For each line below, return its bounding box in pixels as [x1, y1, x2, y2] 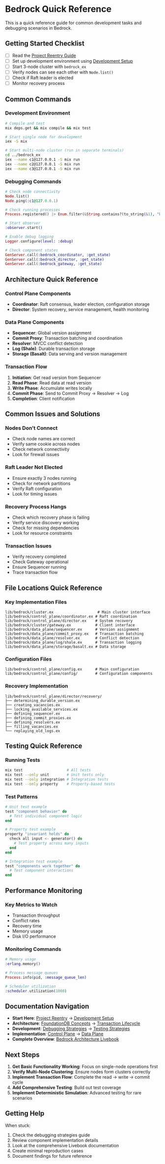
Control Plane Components [5, 290, 71, 297]
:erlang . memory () [5, 962, 41, 967]
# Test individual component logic [9, 814, 82, 818]
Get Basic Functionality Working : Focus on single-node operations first [12, 1064, 158, 1070]
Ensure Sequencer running [12, 564, 67, 570]
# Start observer [5, 221, 41, 226]
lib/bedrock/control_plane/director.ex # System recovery [5, 618, 133, 623]
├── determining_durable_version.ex [5, 698, 80, 703]
